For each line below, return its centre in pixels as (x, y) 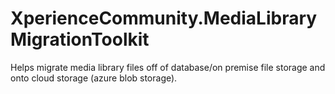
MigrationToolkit (80, 39)
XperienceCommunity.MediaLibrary (164, 18)
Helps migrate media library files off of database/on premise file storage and (168, 67)
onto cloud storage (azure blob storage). (94, 78)
